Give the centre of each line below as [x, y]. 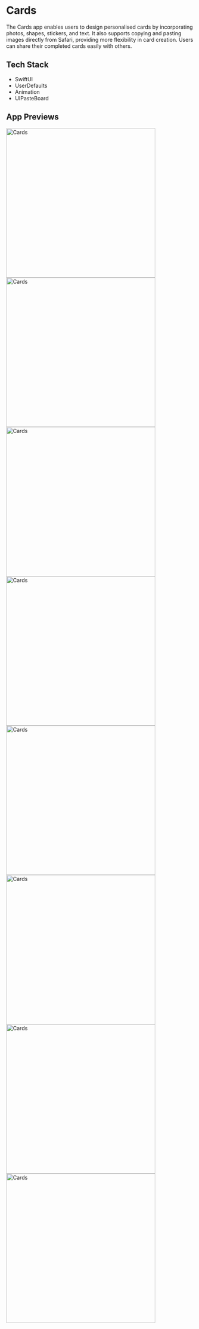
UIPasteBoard [32, 98]
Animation [27, 92]
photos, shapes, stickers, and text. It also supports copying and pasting [94, 33]
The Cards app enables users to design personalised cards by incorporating [99, 27]
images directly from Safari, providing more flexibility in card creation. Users [100, 39]
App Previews [33, 117]
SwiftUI [24, 79]
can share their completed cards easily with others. [69, 46]
